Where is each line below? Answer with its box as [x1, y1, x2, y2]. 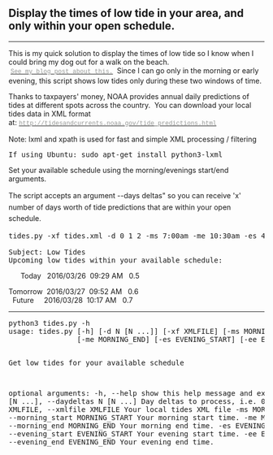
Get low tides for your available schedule [8, 357, 184, 367]
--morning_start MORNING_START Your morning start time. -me [8, 413, 258, 422]
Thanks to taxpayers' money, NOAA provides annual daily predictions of [8, 91, 249, 101]
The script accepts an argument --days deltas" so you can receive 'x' [8, 191, 241, 201]
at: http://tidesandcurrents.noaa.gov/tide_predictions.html [8, 117, 217, 128]
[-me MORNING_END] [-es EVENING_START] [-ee [76, 335, 258, 344]
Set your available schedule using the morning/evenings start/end [8, 166, 229, 175]
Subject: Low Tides [8, 247, 86, 257]
